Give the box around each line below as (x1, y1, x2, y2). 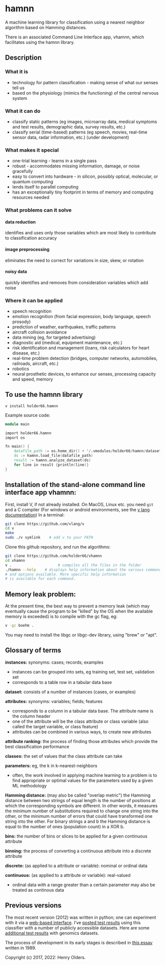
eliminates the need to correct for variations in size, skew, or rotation (5, 257, 144, 263)
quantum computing (12, 179, 54, 185)
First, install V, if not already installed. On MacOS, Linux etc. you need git (5, 501, 154, 507)
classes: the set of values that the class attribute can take (5, 753, 123, 759)
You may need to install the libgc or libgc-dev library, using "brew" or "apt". (5, 632, 158, 638)
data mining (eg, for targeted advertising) (12, 334, 96, 340)
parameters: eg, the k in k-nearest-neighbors (5, 763, 97, 769)
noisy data (5, 269, 27, 275)
